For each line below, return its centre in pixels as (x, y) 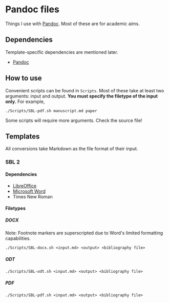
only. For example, (25, 102)
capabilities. (18, 238)
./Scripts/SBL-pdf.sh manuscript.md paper (51, 111)
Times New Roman (33, 196)
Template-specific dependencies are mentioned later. (62, 52)
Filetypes (16, 208)
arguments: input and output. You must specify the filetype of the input (81, 96)
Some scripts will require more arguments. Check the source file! (74, 120)
